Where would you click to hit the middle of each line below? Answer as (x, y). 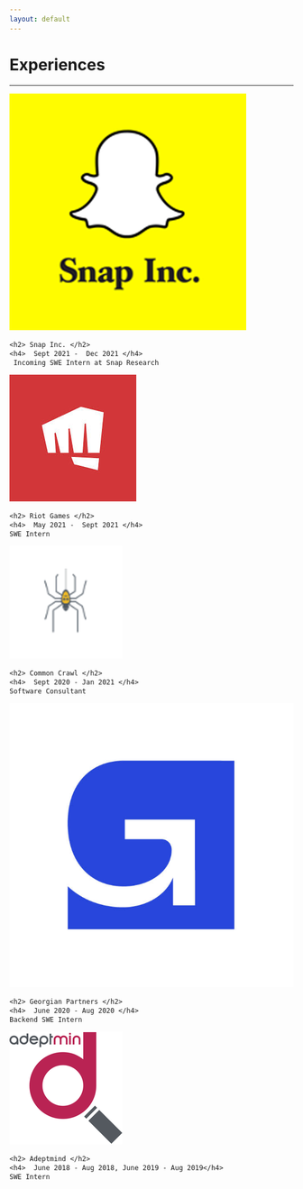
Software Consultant (48, 691)
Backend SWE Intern (46, 1020)
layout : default (40, 19)
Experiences (57, 64)
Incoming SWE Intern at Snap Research (86, 362)
